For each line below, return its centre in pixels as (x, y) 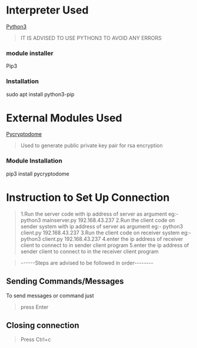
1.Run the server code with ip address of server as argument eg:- (99, 214)
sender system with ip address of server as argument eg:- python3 (102, 226)
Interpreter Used (47, 10)
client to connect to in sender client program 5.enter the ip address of (105, 245)
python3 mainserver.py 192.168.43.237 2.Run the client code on (98, 220)
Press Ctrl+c (36, 340)
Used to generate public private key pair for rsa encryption (91, 145)
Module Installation (34, 161)
